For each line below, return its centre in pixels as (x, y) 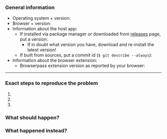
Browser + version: (32, 23)
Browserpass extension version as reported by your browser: (82, 66)
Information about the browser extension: (55, 61)
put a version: (34, 39)
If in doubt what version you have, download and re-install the (90, 45)
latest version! (42, 50)
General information (30, 7)
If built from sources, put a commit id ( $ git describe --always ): (86, 55)
